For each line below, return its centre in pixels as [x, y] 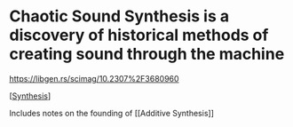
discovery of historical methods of [139, 35]
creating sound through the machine [147, 54]
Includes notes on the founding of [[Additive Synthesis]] [112, 113]
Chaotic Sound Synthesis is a [119, 16]
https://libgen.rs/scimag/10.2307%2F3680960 [94, 78]
